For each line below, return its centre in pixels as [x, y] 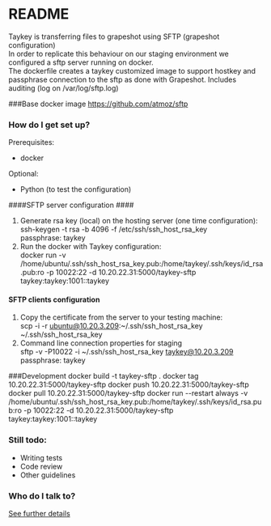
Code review [41, 466]
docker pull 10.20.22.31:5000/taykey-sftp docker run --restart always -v [128, 393]
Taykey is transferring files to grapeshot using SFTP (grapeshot [114, 36]
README [39, 14]
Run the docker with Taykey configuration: [91, 247]
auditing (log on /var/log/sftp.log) [64, 88]
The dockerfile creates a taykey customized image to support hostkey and [132, 70]
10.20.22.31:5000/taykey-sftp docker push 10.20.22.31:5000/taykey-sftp [129, 384]
